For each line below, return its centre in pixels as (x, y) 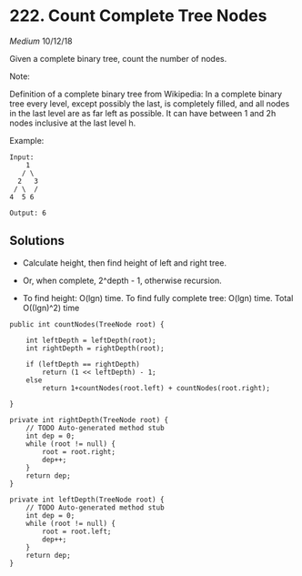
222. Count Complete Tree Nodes (138, 16)
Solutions (37, 241)
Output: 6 (28, 213)
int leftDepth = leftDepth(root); (91, 340)
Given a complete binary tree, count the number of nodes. (118, 58)
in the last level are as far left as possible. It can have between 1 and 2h (143, 113)
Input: (22, 157)
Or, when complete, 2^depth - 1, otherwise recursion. (122, 280)
